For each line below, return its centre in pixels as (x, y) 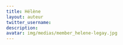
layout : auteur (25, 17)
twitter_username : (29, 22)
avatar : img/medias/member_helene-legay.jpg (62, 33)
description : (22, 28)
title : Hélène (24, 11)
